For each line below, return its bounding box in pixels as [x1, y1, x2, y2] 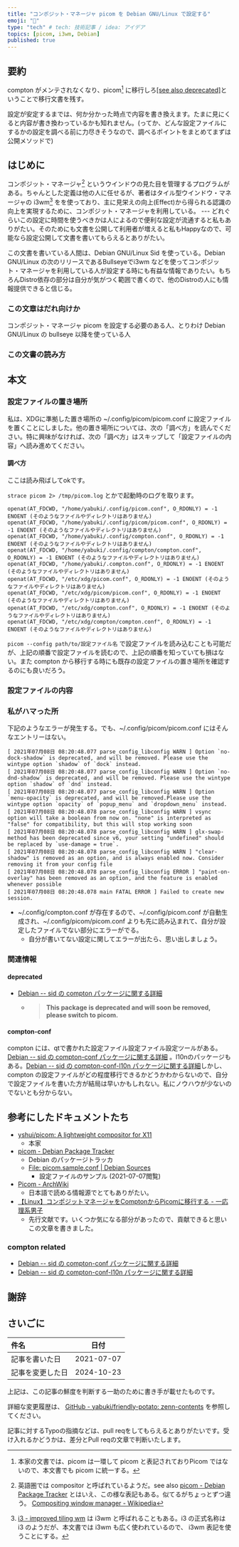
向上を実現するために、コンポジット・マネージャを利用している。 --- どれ [7, 206, 225, 215]
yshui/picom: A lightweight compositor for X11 [17, 1131, 152, 1139]
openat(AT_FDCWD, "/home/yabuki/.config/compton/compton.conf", [7, 546, 202, 554]
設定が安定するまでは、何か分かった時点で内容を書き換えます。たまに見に [7, 110, 225, 118]
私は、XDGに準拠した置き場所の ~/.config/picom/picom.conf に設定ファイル [7, 414, 231, 423]
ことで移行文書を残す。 [19, 94, 88, 103]
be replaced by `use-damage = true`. [7, 841, 119, 848]
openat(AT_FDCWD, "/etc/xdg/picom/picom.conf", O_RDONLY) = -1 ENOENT [7, 589, 221, 597]
